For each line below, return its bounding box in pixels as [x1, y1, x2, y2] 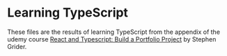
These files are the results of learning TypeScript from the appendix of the [7, 28, 221, 36]
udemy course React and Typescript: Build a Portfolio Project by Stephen [7, 35, 217, 43]
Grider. [7, 42, 27, 50]
